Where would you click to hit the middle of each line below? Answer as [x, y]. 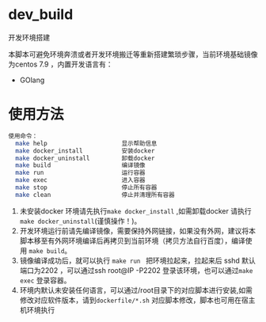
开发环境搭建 [29, 37]
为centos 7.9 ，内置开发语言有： [61, 64]
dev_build [41, 15]
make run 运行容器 [80, 173]
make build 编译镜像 [80, 165]
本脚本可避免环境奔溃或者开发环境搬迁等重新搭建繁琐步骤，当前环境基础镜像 [133, 54]
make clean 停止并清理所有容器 [95, 195]
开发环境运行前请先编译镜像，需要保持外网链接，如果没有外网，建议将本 [137, 230]
